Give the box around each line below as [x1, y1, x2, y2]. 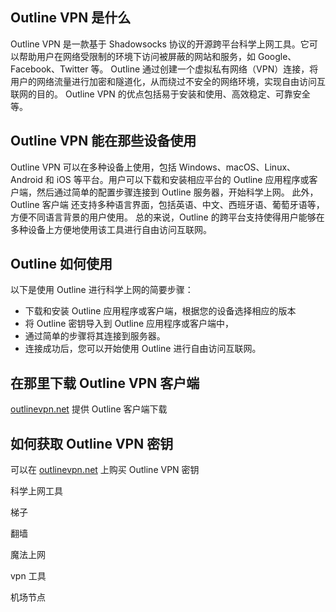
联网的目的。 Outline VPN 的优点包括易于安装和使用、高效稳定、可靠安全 [10, 88, 311, 100]
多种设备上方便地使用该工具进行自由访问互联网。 [10, 223, 212, 235]
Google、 [257, 50, 297, 62]
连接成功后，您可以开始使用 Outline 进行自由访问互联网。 [24, 343, 262, 355]
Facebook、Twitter [10, 63, 89, 75]
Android [10, 173, 43, 185]
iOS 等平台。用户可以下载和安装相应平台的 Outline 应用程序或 [56, 173, 310, 185]
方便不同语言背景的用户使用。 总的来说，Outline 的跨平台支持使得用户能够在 [10, 211, 325, 223]
